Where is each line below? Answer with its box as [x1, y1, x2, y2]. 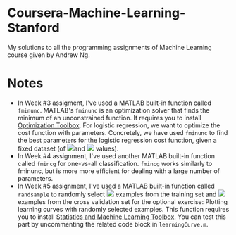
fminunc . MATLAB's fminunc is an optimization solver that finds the [17, 106, 210, 114]
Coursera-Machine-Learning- [7, 5, 186, 21]
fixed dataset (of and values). [17, 144, 119, 153]
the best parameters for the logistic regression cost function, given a [17, 136, 217, 144]
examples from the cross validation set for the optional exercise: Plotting [17, 197, 228, 205]
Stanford [7, 20, 60, 36]
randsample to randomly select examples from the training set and [17, 190, 217, 198]
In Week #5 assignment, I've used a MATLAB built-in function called [17, 182, 215, 190]
